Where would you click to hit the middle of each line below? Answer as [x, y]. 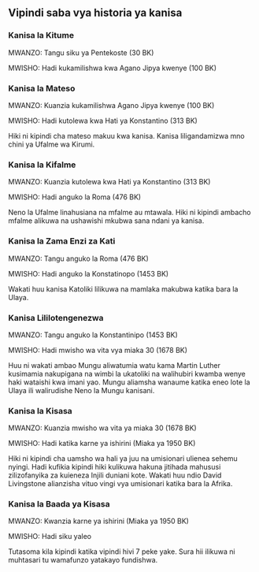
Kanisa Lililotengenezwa [56, 318]
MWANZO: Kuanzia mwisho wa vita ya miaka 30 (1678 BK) [102, 428]
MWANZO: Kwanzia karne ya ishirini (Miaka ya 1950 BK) [98, 521]
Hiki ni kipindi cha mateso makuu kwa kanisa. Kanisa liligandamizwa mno [127, 136]
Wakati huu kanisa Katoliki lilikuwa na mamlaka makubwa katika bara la [123, 289]
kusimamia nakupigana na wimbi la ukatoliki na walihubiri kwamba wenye [127, 373]
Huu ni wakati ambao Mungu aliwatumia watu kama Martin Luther [114, 365]
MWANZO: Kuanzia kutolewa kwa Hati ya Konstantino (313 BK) [109, 182]
